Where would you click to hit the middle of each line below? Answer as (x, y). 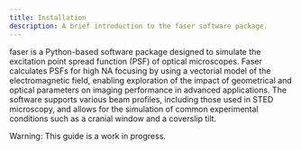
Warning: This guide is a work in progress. (88, 136)
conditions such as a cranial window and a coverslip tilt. (113, 119)
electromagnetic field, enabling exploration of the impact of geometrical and (151, 80)
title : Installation (48, 18)
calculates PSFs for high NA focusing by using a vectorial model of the (140, 71)
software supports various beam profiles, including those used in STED (141, 99)
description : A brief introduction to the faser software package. (139, 26)
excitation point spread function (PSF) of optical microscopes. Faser (136, 61)
